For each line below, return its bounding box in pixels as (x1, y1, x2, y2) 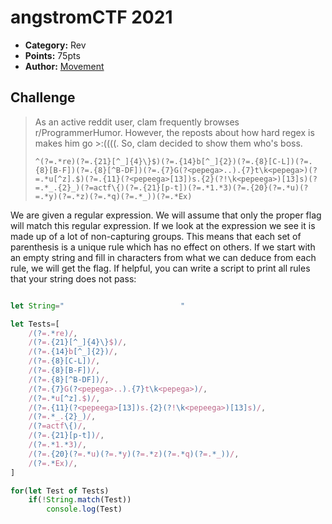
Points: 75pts (24, 49, 81, 61)
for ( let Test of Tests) (10, 486, 110, 496)
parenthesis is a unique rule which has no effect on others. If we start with (10, 241, 316, 253)
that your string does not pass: (10, 272, 137, 285)
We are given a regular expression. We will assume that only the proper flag (10, 209, 322, 221)
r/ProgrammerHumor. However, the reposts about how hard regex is (34, 126, 315, 138)
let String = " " (10, 301, 186, 311)
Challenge (10, 89, 76, 106)
